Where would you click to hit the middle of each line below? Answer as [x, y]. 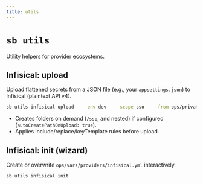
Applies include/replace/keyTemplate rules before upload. [87, 132]
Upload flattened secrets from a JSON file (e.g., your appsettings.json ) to [98, 90]
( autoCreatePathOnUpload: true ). [56, 125]
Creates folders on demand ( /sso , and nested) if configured [89, 119]
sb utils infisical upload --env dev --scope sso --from [88, 107]
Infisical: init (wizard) [47, 151]
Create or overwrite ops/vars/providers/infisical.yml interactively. [91, 165]
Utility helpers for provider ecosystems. [55, 56]
